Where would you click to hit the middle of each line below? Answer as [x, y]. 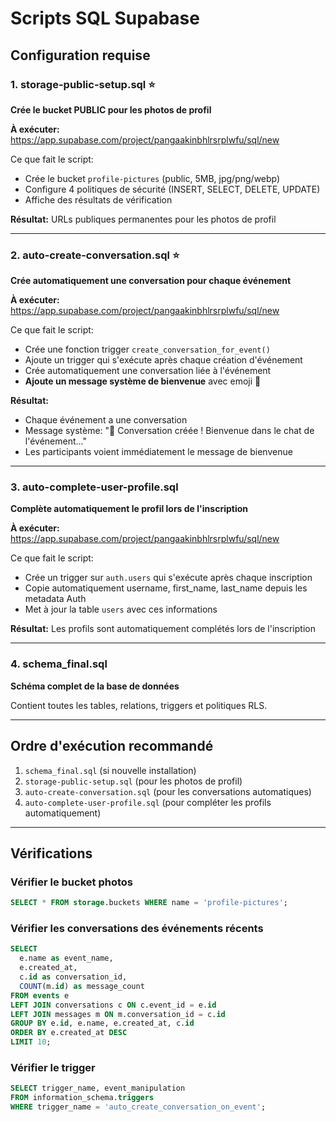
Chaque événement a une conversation [106, 420]
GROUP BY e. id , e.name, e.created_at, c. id [102, 1023]
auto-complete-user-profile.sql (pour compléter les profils [148, 802]
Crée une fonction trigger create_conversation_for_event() [147, 349]
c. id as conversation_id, [73, 977]
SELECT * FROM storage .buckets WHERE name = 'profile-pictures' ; [149, 903]
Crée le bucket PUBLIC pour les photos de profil [111, 109]
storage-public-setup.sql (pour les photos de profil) [133, 781]
